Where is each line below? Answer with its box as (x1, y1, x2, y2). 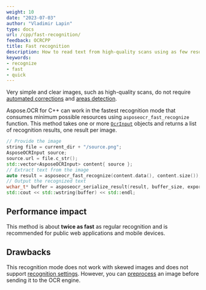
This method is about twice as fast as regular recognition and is (6, 223, 168, 230)
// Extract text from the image (6, 167, 89, 173)
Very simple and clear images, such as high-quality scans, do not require (6, 88, 191, 96)
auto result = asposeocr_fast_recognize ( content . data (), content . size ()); (6, 172, 202, 178)
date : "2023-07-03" (6, 15, 56, 21)
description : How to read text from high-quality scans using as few (6, 49, 188, 55)
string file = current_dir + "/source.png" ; (6, 144, 122, 150)
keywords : (6, 55, 32, 61)
